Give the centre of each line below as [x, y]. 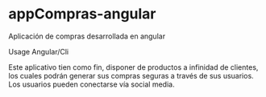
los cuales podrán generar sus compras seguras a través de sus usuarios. [131, 75]
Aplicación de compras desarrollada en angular [87, 36]
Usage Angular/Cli [39, 51]
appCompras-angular [82, 14]
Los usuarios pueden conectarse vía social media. [91, 84]
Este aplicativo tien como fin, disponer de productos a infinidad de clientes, [133, 67]
